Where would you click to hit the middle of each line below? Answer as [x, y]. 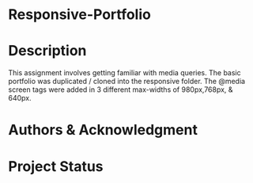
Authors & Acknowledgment [103, 130]
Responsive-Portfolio [80, 15]
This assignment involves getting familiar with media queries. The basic [125, 73]
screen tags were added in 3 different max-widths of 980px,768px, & [121, 90]
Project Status [56, 166]
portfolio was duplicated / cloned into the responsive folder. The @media [127, 82]
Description [47, 51]
